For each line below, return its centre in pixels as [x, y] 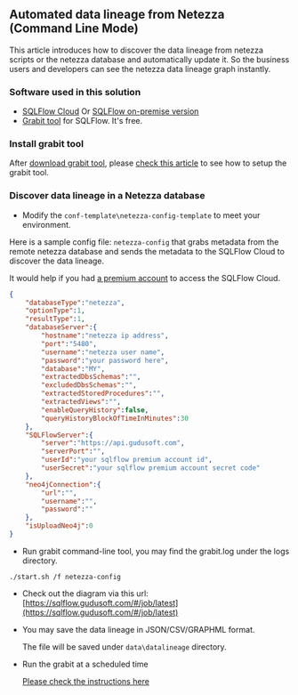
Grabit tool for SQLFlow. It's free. [82, 121]
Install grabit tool [47, 144]
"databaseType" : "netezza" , [75, 303]
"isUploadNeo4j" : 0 [59, 526]
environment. [46, 224]
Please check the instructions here [85, 681]
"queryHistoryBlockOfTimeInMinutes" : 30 [115, 418]
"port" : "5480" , [69, 343]
